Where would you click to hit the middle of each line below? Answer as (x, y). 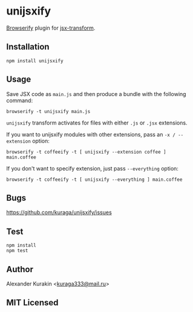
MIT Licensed (32, 303)
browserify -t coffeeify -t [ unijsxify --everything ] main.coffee (94, 180)
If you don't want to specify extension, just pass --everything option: (92, 168)
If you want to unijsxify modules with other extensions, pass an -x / (91, 134)
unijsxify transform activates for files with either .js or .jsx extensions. (97, 123)
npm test (17, 251)
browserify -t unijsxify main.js (48, 111)
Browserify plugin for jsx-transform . (51, 28)
